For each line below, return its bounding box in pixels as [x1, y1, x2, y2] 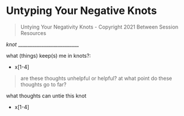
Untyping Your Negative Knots [6, 4, 157, 17]
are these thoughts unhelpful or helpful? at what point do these [20, 75, 172, 82]
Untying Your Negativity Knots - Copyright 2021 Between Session [20, 23, 179, 30]
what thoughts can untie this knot [6, 92, 86, 99]
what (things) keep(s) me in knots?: [6, 52, 91, 59]
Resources [20, 29, 47, 36]
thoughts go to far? [20, 80, 67, 88]
